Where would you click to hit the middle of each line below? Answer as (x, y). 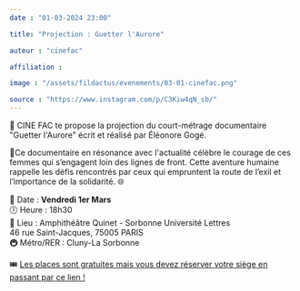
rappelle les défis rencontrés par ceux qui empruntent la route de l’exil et (145, 172)
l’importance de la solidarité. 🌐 (67, 181)
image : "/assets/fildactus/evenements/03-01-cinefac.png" (124, 83)
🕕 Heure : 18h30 (41, 210)
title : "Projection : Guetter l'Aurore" (87, 34)
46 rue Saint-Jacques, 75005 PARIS (76, 233)
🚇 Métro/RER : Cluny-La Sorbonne (75, 242)
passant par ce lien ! (48, 277)
